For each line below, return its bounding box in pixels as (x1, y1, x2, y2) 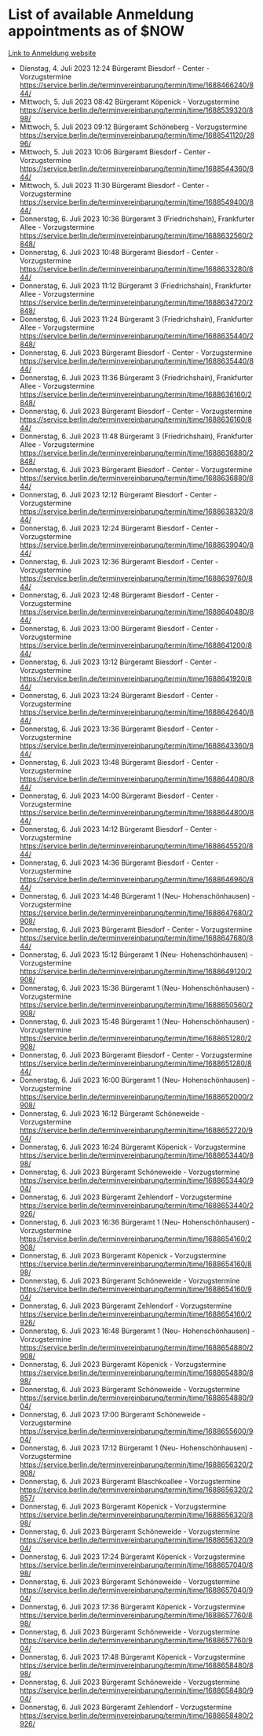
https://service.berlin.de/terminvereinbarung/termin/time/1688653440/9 (19, 1175, 254, 1185)
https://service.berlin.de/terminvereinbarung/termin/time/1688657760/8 (19, 1610, 253, 1620)
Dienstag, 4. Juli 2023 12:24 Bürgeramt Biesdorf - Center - (19, 63, 210, 72)
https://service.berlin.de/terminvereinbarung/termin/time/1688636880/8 (19, 473, 254, 482)
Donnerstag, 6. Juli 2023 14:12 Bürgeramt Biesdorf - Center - (19, 824, 217, 833)
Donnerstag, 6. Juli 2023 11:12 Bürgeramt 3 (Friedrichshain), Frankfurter (19, 281, 252, 290)
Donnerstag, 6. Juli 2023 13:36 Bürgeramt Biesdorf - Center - (19, 724, 219, 733)
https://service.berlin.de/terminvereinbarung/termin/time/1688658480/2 (19, 1710, 254, 1720)
